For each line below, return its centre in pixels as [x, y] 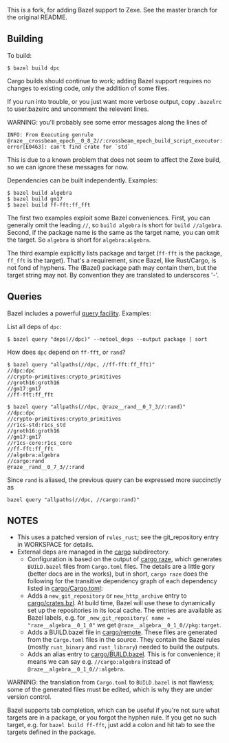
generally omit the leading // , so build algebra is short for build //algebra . [115, 225]
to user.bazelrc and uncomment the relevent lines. [78, 109]
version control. [29, 697]
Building [25, 39]
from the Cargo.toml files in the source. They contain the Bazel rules [124, 640]
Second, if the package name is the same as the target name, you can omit [113, 232]
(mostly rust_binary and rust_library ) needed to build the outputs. [123, 647]
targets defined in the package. [52, 732]
